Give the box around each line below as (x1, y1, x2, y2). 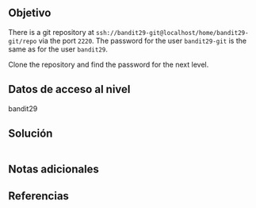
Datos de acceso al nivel (8, 83, 131, 96)
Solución (8, 127, 53, 141)
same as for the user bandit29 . (8, 44, 109, 54)
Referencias (8, 190, 70, 203)
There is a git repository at (8, 27, 95, 37)
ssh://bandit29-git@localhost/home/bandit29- (96, 29, 249, 37)
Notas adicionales (8, 162, 99, 175)
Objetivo (8, 6, 52, 20)
